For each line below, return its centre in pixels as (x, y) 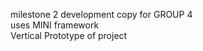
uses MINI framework (55, 25)
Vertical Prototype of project (69, 35)
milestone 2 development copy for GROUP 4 (101, 14)
